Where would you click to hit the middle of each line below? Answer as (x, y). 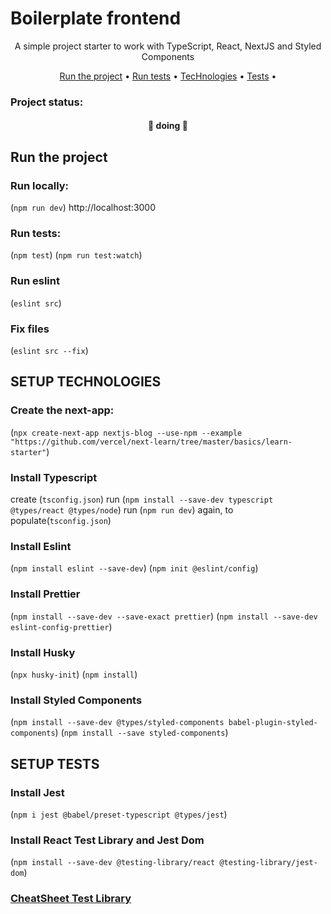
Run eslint (35, 281)
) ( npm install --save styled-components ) (141, 733)
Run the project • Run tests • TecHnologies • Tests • (168, 76)
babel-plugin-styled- (273, 723)
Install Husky (43, 652)
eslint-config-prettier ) (61, 626)
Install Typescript (54, 477)
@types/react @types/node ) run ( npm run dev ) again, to (122, 510)
